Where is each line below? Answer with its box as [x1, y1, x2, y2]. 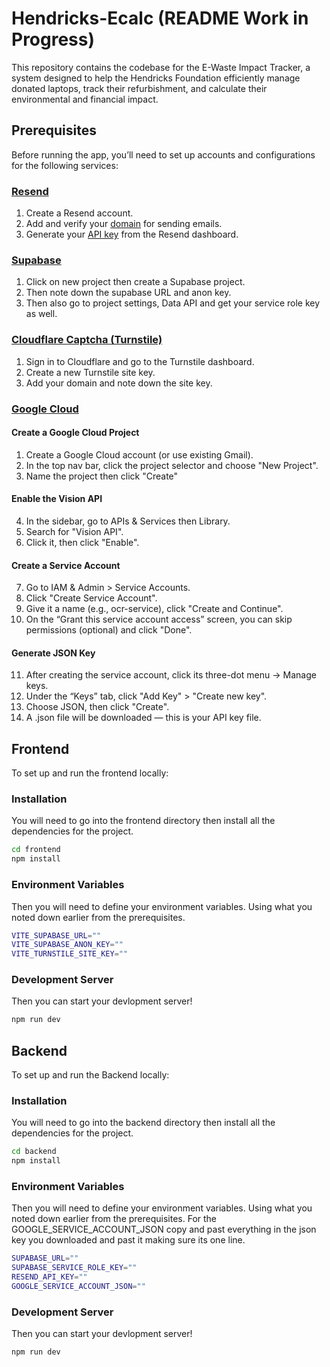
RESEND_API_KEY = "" [11, 1272, 88, 1282]
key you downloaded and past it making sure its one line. [11, 1234, 246, 1246]
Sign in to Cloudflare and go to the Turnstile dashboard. [25, 355, 255, 367]
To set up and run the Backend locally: [11, 1069, 170, 1081]
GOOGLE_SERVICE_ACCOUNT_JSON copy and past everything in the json [11, 1223, 317, 1236]
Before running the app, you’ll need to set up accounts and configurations [11, 148, 316, 161]
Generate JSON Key [11, 647, 96, 659]
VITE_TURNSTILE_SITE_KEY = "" [11, 949, 129, 959]
